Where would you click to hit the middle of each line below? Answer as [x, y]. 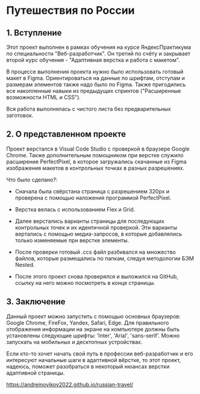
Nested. [25, 264]
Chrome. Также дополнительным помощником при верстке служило [95, 155]
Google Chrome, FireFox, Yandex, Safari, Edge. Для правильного [88, 322]
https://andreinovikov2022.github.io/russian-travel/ [70, 384]
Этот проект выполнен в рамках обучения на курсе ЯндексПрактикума [99, 47]
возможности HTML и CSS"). [44, 97]
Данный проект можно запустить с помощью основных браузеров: [93, 316]
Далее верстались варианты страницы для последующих [89, 221]
